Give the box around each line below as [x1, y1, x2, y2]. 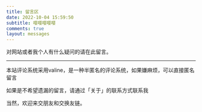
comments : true [6, 25, 44, 32]
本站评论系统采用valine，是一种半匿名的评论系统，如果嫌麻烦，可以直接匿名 [6, 66, 195, 74]
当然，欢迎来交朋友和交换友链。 [6, 99, 85, 107]
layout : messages [6, 31, 50, 37]
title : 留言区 [6, 8, 39, 15]
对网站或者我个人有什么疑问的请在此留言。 [6, 49, 112, 56]
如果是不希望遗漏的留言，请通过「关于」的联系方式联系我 [6, 87, 148, 94]
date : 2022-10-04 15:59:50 [6, 14, 74, 20]
